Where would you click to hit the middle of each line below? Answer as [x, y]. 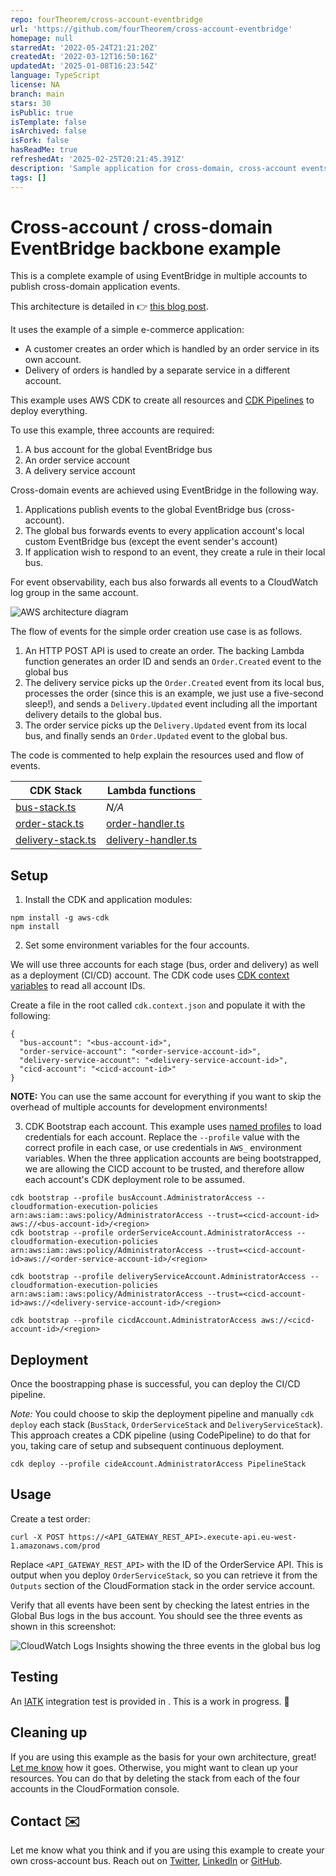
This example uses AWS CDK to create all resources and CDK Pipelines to [162, 400]
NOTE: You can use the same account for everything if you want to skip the [166, 1097]
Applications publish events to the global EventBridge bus [143, 510]
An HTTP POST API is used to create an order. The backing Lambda [164, 651]
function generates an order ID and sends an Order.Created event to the [173, 662]
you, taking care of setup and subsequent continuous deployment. [147, 1446]
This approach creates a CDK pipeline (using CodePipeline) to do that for [160, 1435]
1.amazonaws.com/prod [55, 1546]
